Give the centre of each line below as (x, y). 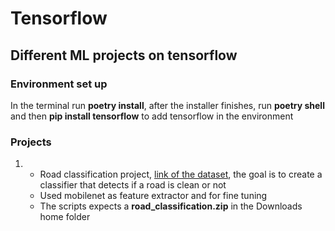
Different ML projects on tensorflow (124, 55)
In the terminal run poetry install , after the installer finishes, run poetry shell (167, 105)
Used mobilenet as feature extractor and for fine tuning (153, 196)
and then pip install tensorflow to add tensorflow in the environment (152, 116)
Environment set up (59, 84)
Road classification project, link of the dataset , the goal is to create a (181, 174)
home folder (65, 217)
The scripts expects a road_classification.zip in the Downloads (171, 206)
